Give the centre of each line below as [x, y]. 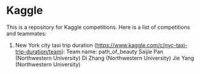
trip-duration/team [38, 51]
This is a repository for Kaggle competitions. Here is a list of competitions [98, 27]
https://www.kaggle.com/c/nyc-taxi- [142, 45]
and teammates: [26, 33]
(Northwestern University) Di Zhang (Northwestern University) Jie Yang [105, 58]
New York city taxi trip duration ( [56, 45]
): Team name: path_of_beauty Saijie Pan [112, 51]
